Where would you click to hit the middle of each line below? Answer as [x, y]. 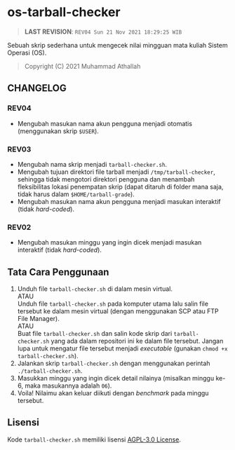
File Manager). [38, 319]
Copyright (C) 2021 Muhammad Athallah [82, 66]
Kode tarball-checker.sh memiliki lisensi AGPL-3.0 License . [94, 439]
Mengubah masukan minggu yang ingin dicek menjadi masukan [109, 243]
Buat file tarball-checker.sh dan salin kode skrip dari [95, 334]
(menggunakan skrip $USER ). [58, 131]
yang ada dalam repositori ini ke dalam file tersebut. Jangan [137, 341]
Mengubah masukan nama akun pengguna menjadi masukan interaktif [119, 201]
